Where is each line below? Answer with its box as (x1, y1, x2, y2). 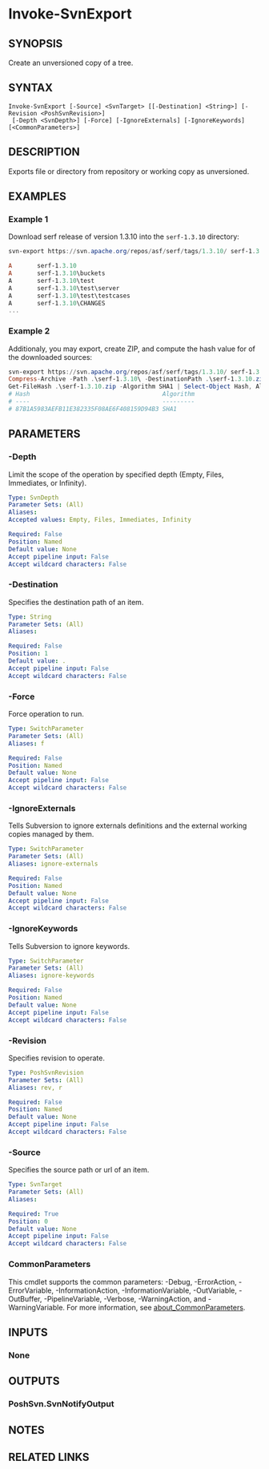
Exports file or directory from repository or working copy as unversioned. (8, 166, 250, 176)
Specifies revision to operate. (8, 1053, 106, 1063)
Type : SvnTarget (8, 1180, 62, 1189)
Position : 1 (8, 650, 48, 658)
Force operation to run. (8, 709, 84, 719)
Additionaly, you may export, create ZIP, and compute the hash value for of (8, 344, 256, 353)
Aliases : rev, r (8, 1084, 62, 1092)
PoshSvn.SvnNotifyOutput (8, 1398, 114, 1410)
